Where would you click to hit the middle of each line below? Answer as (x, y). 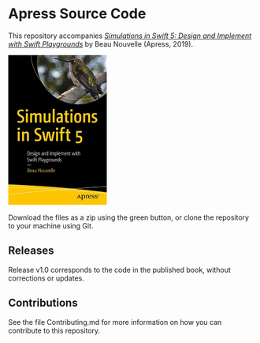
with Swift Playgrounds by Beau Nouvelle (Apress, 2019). (101, 43)
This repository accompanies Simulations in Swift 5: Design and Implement (130, 36)
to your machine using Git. (51, 225)
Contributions (43, 303)
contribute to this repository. (54, 330)
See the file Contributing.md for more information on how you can (115, 322)
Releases (31, 251)
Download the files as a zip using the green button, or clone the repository (129, 217)
